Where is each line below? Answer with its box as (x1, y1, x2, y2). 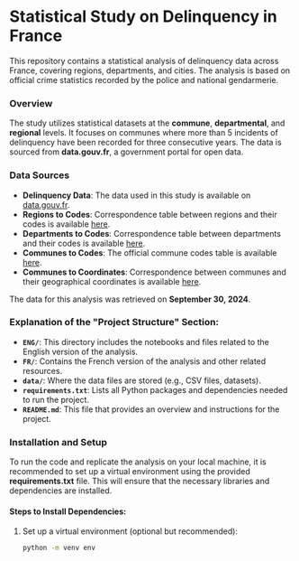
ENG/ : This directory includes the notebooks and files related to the (22, 336, 270, 347)
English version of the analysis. (22, 346, 138, 357)
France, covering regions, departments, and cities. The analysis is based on (9, 65, 291, 76)
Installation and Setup (9, 435, 108, 448)
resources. (22, 365, 63, 376)
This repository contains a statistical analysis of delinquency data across (9, 55, 279, 66)
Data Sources (9, 169, 70, 182)
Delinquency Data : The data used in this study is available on (22, 190, 251, 201)
